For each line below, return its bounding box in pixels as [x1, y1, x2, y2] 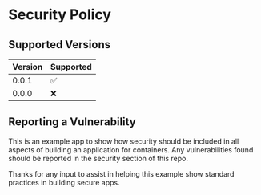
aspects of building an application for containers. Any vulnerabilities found [8, 144, 254, 154]
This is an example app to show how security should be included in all [8, 136, 239, 146]
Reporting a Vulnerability [8, 115, 136, 129]
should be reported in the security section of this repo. [8, 153, 188, 163]
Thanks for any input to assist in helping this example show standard [8, 169, 235, 178]
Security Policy [8, 6, 112, 24]
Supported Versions [8, 38, 110, 51]
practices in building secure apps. [8, 177, 120, 187]
